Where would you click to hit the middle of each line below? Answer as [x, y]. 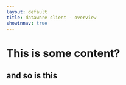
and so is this [32, 76]
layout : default [27, 12]
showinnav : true [27, 23]
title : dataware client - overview [51, 18]
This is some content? [63, 53]
